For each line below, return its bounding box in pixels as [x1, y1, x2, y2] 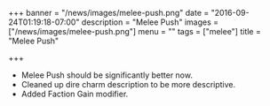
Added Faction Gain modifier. [20, 88, 129, 99]
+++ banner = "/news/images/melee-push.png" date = [8, 8, 210, 18]
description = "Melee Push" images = [81, 17, 219, 27]
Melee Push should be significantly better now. [20, 70, 193, 80]
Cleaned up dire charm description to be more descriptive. [20, 79, 236, 89]
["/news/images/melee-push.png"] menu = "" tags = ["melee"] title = [8, 26, 261, 36]
